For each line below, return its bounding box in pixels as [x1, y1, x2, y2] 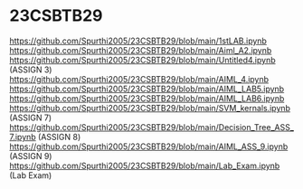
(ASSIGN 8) [37, 131, 81, 142]
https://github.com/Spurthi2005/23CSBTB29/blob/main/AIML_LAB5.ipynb [9, 83, 285, 94]
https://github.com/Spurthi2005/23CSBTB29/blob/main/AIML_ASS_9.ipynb [9, 141, 289, 152]
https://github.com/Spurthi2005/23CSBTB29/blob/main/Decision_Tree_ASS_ [9, 121, 294, 132]
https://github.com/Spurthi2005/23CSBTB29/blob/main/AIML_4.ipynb [9, 73, 270, 84]
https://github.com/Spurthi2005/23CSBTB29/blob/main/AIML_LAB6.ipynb [9, 92, 285, 104]
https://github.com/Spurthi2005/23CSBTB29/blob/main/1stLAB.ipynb [9, 35, 267, 46]
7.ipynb [9, 131, 36, 142]
